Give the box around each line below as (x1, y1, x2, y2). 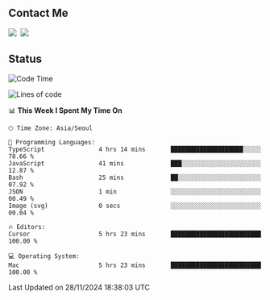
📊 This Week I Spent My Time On (8, 105, 123, 115)
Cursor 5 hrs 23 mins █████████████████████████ (8, 230, 262, 238)
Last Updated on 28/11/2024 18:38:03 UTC (8, 282, 151, 292)
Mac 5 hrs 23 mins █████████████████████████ (8, 261, 262, 269)
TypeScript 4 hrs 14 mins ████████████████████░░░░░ (8, 145, 262, 153)
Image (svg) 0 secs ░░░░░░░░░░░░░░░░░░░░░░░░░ (8, 202, 262, 210)
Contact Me (8, 6, 69, 20)
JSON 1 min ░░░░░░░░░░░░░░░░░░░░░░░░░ (8, 187, 262, 196)
